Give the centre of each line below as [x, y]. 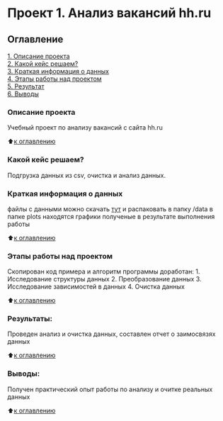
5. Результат [26, 86]
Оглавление [35, 39]
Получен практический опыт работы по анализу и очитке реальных [110, 389]
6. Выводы [23, 94]
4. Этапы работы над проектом [55, 79]
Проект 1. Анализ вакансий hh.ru [109, 13]
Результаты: [30, 319]
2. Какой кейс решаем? [43, 64]
